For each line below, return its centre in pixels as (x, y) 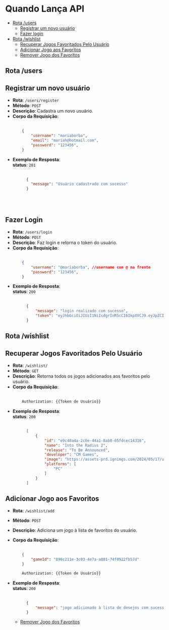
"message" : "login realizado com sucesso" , (81, 311)
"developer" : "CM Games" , (72, 455)
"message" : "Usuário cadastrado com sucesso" (79, 184)
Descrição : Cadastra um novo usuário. (53, 111)
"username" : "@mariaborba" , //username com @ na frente (91, 267)
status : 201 (24, 165)
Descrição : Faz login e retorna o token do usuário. (65, 243)
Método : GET (25, 371)
